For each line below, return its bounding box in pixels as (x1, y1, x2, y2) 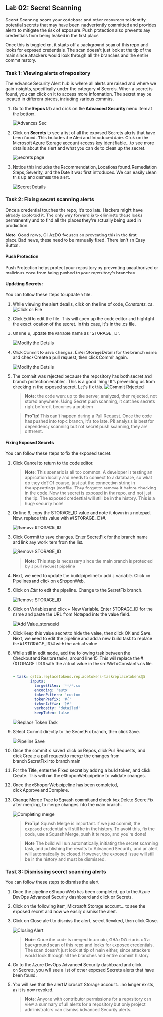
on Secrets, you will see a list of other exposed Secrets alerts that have (12, 967, 154, 973)
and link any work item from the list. (12, 539, 84, 545)
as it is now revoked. (12, 987, 54, 993)
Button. (5, 242, 20, 248)
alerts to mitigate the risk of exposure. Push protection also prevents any (5, 27, 151, 33)
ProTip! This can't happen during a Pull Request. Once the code (24, 413, 152, 419)
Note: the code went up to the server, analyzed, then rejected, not (24, 393, 157, 399)
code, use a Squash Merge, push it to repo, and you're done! (24, 831, 147, 837)
